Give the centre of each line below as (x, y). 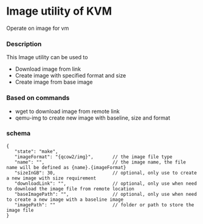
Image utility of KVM (59, 11)
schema (19, 134)
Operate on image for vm (38, 28)
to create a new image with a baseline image (65, 200)
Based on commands (38, 98)
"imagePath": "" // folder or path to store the (104, 205)
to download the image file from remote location (71, 189)
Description (24, 44)
